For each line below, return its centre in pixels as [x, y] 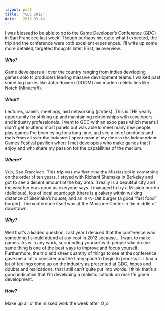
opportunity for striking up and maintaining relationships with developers [79, 117]
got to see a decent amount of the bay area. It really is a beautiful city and [80, 182]
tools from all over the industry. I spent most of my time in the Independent [81, 138]
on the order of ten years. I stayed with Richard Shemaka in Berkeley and [79, 177]
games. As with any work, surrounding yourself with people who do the [78, 243]
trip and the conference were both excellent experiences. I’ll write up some [81, 43]
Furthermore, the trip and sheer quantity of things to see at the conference [81, 253]
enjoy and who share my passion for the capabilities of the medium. [74, 148]
